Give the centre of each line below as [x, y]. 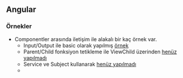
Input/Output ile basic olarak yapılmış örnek [76, 45]
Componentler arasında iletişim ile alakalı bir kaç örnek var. [86, 39]
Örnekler [19, 26]
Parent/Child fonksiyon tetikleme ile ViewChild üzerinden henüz [100, 52]
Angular [21, 10]
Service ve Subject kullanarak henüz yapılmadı [80, 64]
